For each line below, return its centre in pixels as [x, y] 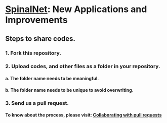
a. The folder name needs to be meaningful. [52, 79]
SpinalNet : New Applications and [76, 9]
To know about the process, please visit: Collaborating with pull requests [83, 115]
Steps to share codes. [40, 39]
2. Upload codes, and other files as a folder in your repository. [83, 67]
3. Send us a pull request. [37, 103]
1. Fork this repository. [33, 53]
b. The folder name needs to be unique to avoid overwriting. [70, 90]
